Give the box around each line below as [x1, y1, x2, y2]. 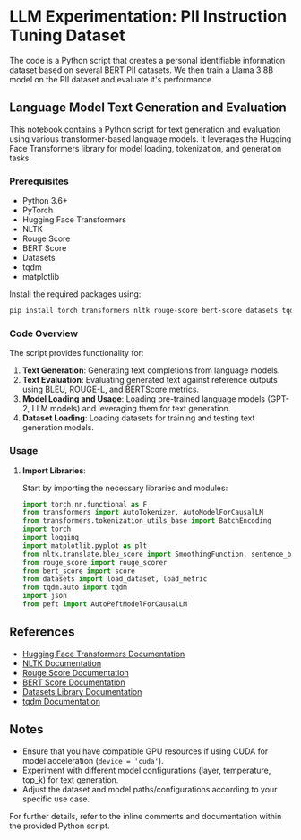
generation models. [21, 422, 94, 433]
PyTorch [21, 204, 54, 216]
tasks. [9, 152, 32, 163]
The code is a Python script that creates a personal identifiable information [9, 55, 286, 65]
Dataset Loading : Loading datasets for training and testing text [21, 412, 255, 423]
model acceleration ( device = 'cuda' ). [21, 755, 164, 766]
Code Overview [9, 327, 79, 340]
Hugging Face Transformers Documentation [21, 648, 185, 659]
